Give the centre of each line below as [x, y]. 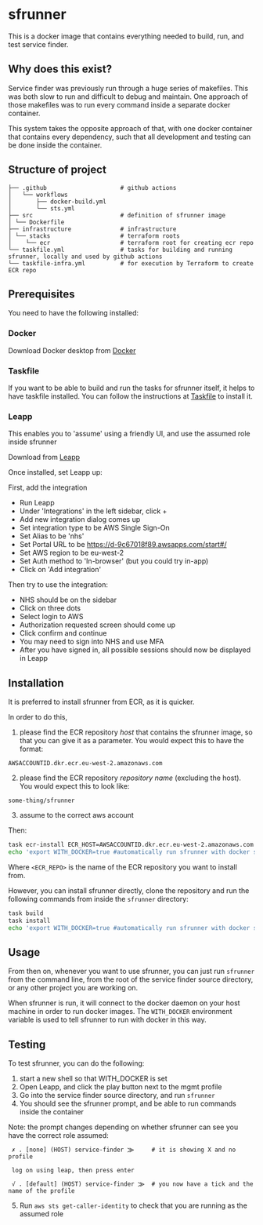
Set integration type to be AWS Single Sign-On [94, 528]
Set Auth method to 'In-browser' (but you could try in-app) [114, 561]
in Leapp [34, 658]
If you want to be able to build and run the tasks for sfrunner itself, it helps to [131, 388]
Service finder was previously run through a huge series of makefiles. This [128, 88]
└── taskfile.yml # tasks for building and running [121, 250]
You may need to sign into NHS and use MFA [92, 642]
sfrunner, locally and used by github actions [85, 257]
